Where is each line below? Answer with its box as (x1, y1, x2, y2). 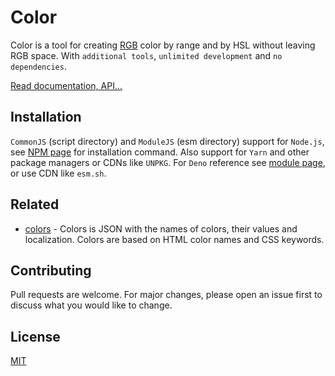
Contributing (10, 262, 92, 279)
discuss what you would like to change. (10, 299, 173, 311)
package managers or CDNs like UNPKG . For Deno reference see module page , (10, 156, 326, 168)
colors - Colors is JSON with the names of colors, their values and (24, 222, 298, 235)
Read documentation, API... (10, 79, 123, 91)
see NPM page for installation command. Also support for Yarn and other (10, 146, 310, 158)
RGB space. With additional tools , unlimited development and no (10, 49, 283, 61)
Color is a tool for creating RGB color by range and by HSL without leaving (10, 39, 316, 51)
